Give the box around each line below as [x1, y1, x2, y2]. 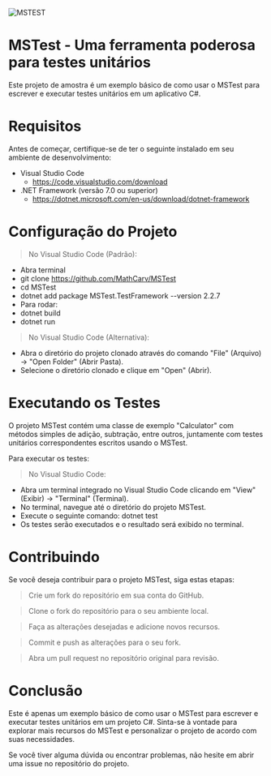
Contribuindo [8, 547, 100, 566]
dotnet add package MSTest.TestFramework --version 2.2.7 [19, 290, 221, 300]
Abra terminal [19, 264, 67, 275]
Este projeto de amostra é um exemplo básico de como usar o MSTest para [8, 79, 260, 89]
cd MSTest [19, 282, 57, 292]
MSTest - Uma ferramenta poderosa [8, 36, 256, 54]
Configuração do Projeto [8, 223, 178, 241]
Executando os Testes [8, 394, 161, 412]
